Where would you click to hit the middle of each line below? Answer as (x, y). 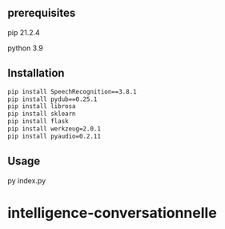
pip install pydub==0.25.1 (52, 99)
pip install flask (38, 122)
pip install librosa (42, 106)
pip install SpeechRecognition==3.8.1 (72, 91)
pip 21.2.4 (24, 32)
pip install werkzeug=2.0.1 (54, 129)
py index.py (27, 180)
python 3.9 (25, 48)
